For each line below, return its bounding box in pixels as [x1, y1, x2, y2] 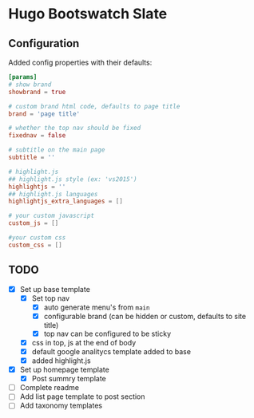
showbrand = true [8, 88, 66, 96]
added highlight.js [31, 356, 91, 365]
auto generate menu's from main [43, 302, 150, 312]
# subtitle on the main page [8, 146, 105, 154]
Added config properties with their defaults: [8, 57, 153, 67]
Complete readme [19, 383, 80, 392]
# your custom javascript [8, 212, 94, 220]
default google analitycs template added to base [31, 346, 192, 356]
